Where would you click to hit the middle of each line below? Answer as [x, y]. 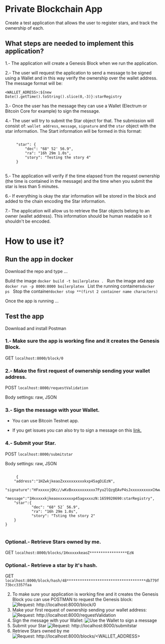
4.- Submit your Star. [31, 443]
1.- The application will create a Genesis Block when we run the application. [82, 63]
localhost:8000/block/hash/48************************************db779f [82, 581]
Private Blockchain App [54, 9]
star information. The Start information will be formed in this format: [73, 131]
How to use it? [35, 241]
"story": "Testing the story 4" [58, 157]
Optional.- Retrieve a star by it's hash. [51, 565]
